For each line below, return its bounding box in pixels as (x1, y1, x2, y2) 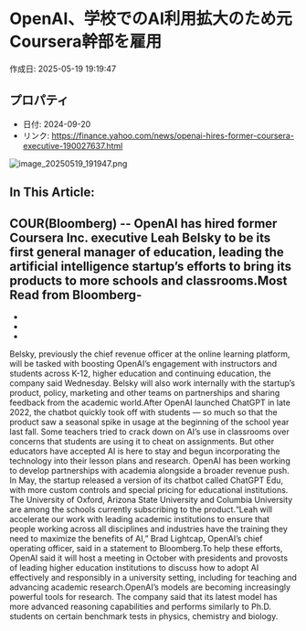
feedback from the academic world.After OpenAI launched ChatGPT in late (9, 397, 290, 408)
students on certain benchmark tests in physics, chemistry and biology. (9, 610, 279, 622)
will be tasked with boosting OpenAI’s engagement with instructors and (9, 358, 278, 369)
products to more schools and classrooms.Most (9, 273, 288, 288)
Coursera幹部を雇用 (9, 31, 163, 52)
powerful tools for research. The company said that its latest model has (9, 591, 278, 602)
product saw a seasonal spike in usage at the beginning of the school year (9, 416, 290, 427)
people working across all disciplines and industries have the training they (9, 523, 288, 534)
